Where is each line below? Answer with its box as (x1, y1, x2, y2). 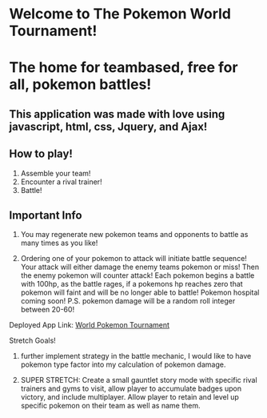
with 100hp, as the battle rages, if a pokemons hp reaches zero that (20, 279, 243, 289)
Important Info (9, 208, 82, 222)
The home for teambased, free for (9, 58, 238, 77)
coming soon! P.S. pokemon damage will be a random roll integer (20, 296, 236, 306)
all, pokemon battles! (9, 75, 152, 94)
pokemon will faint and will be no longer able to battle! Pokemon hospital (20, 287, 260, 297)
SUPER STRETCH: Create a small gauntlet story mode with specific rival (20, 376, 258, 385)
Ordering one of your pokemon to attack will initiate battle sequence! (20, 254, 247, 263)
